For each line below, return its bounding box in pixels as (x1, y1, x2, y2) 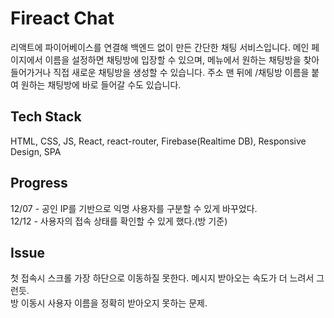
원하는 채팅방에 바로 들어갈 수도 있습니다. (20, 78, 182, 91)
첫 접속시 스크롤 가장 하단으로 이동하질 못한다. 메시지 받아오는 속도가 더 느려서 (10, 272, 315, 284)
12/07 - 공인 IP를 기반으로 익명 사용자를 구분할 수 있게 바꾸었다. (10, 202, 258, 214)
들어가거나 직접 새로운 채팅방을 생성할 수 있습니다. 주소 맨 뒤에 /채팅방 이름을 (10, 66, 310, 78)
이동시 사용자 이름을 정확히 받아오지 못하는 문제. (20, 297, 208, 309)
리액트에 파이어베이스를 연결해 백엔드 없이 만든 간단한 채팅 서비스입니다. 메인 (10, 41, 310, 53)
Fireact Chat (10, 7, 115, 30)
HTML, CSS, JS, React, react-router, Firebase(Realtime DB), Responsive (10, 135, 307, 147)
